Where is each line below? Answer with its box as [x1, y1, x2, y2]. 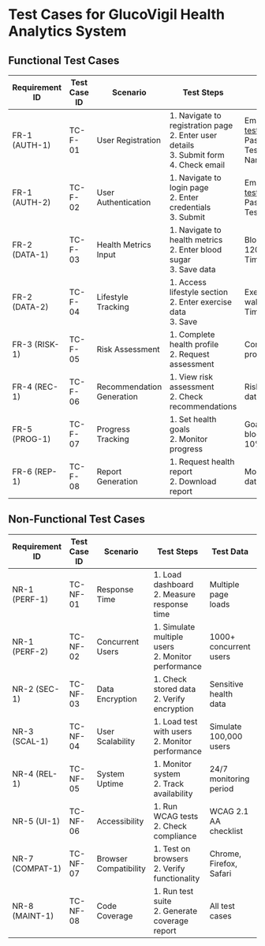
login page [169, 182, 209, 193]
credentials [169, 202, 211, 212]
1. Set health [169, 414, 217, 424]
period [209, 783, 234, 794]
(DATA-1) [12, 249, 49, 260]
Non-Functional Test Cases [8, 513, 146, 526]
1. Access [169, 277, 207, 287]
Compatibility [96, 862, 146, 873]
